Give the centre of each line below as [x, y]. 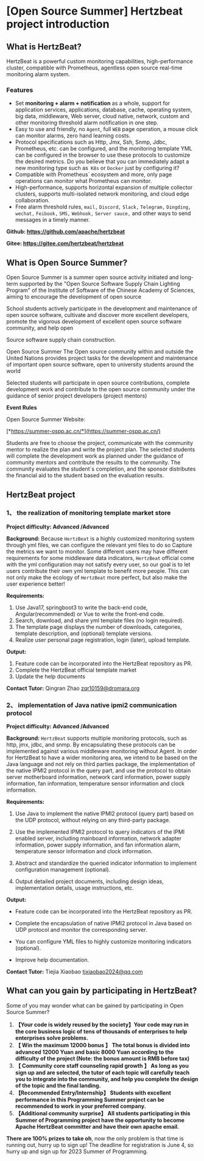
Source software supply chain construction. [61, 340]
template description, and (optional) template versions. [84, 633]
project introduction [58, 24]
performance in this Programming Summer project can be [90, 1099]
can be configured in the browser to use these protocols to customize [103, 155]
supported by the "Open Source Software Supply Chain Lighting [100, 284]
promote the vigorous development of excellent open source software [94, 322]
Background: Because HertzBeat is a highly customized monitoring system [100, 538]
